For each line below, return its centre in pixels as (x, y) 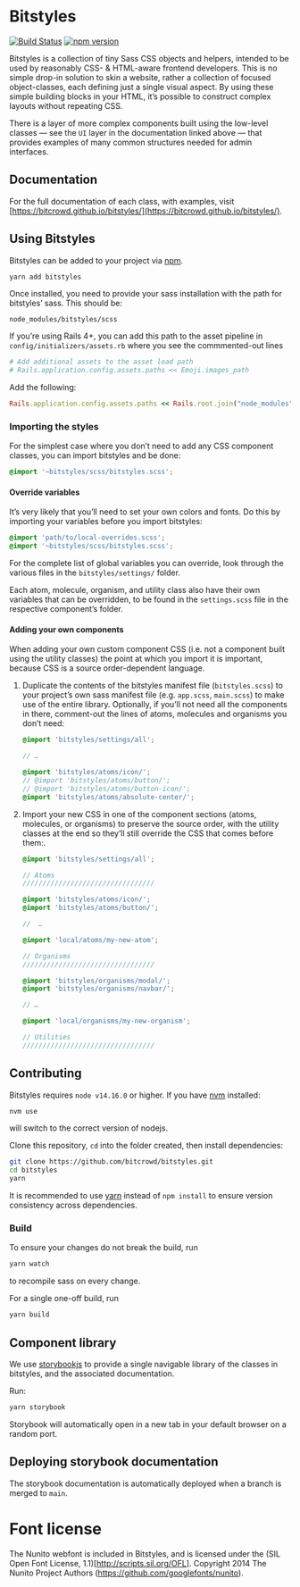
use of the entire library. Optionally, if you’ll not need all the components (154, 705)
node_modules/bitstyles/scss (63, 320)
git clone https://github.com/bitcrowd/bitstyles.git (112, 1162)
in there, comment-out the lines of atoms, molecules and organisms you (154, 714)
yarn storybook (37, 1407)
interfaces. (29, 151)
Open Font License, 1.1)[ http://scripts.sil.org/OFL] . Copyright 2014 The (138, 1563)
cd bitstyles (33, 1170)
